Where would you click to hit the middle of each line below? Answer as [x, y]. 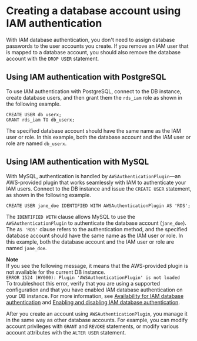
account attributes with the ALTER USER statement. [66, 332]
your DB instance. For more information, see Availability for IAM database [95, 296]
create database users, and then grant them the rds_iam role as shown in [94, 97]
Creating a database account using [94, 11]
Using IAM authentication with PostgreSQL [86, 77]
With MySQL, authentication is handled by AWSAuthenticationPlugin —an [94, 176]
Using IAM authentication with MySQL [78, 162]
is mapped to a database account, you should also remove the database [94, 52]
